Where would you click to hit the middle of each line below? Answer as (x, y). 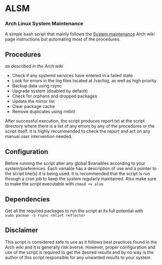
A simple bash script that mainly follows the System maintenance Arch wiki (80, 34)
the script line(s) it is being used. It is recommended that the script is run (78, 174)
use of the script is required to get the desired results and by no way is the (79, 252)
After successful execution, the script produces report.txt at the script (75, 121)
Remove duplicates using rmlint (43, 111)
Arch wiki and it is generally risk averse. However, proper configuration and (80, 247)
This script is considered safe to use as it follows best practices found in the (81, 242)
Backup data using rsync (37, 86)
